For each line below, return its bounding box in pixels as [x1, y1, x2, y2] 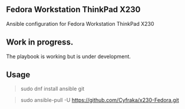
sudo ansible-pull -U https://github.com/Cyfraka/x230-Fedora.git [20, 97, 180, 104]
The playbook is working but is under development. [6, 53, 131, 60]
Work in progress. [6, 38, 74, 47]
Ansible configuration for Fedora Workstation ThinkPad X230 [6, 20, 154, 27]
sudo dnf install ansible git [20, 85, 85, 93]
